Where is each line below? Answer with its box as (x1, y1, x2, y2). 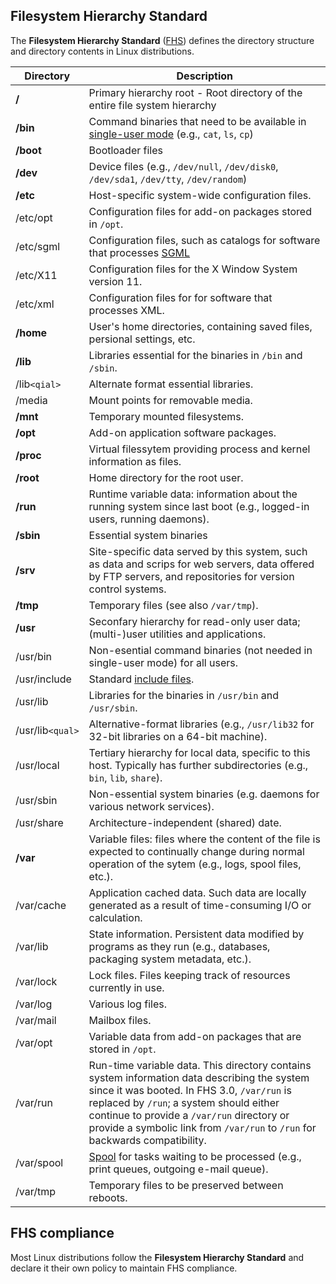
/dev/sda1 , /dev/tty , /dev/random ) (88, 172, 248, 186)
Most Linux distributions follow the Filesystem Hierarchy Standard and (10, 1251, 305, 1263)
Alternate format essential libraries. (88, 377, 254, 391)
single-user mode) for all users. (88, 655, 238, 669)
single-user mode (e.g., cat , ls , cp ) (88, 127, 254, 141)
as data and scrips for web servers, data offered (88, 557, 315, 571)
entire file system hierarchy (88, 98, 217, 112)
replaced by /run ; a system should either (88, 1095, 280, 1109)
